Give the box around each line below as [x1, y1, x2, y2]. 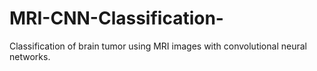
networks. [9, 50, 51, 62]
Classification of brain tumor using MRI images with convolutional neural [9, 40, 307, 52]
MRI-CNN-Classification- [9, 7, 224, 30]
